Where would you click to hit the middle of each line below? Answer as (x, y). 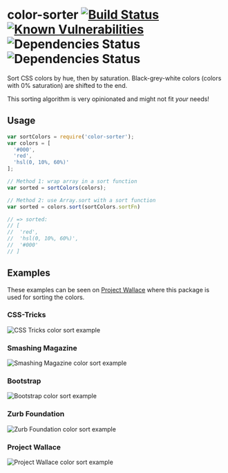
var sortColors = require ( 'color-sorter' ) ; (71, 136)
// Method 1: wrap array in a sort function (72, 181)
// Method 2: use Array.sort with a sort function (82, 200)
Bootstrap (24, 381)
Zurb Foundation (36, 414)
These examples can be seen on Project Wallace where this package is (108, 289)
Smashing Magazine (42, 348)
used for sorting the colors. (46, 297)
